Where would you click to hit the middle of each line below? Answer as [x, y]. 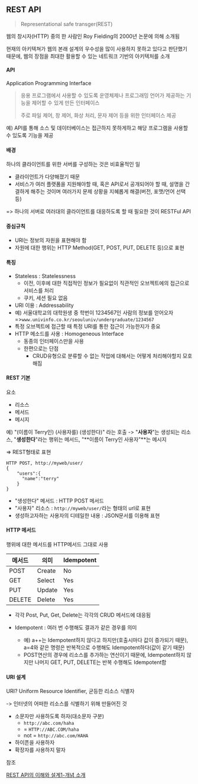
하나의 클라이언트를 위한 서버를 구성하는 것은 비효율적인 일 [73, 164]
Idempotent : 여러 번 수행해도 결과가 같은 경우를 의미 [76, 628]
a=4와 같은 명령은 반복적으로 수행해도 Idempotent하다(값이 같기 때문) [104, 647]
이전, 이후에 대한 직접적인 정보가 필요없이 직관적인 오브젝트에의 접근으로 [106, 283]
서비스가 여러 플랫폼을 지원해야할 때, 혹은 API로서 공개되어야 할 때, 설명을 [99, 184]
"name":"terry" [40, 478]
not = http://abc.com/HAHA [56, 736]
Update [47, 590]
